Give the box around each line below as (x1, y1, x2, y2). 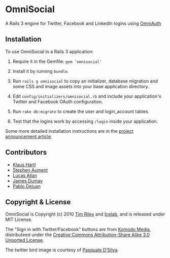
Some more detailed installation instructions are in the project (5, 128, 133, 134)
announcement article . (5, 133, 52, 139)
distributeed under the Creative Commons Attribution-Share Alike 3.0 (5, 232, 150, 238)
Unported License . (5, 237, 44, 243)
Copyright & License (5, 198, 71, 206)
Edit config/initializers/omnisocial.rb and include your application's (12, 93, 161, 99)
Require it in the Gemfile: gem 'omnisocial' (12, 58, 103, 64)
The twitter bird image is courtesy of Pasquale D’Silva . (5, 247, 119, 253)
